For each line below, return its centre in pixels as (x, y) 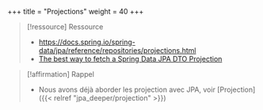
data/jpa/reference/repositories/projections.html (117, 50)
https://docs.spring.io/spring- (87, 42)
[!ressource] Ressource (65, 27)
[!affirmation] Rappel (60, 74)
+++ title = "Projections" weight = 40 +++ (76, 11)
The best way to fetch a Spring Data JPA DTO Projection (130, 59)
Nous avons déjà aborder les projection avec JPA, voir (127, 89)
